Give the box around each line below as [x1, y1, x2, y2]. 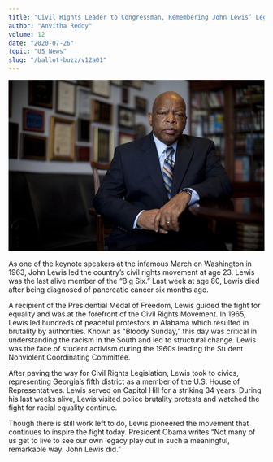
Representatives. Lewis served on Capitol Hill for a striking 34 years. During [8, 386, 262, 395]
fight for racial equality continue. [8, 403, 118, 412]
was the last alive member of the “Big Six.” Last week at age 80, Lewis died [8, 277, 260, 286]
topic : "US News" [8, 47, 67, 56]
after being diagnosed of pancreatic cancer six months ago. [8, 285, 209, 294]
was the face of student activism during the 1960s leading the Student [8, 344, 244, 354]
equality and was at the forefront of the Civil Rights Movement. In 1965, [8, 309, 246, 319]
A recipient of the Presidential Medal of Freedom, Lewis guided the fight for [8, 301, 262, 311]
